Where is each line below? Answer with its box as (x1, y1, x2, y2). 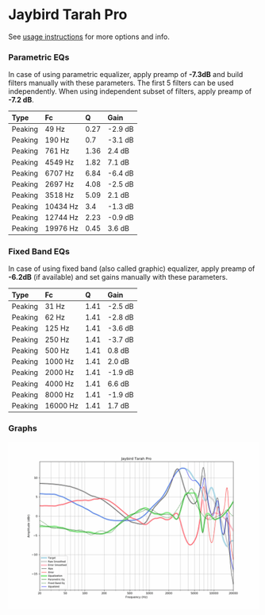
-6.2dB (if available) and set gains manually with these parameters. (8, 273, 229, 282)
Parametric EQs (8, 52, 70, 63)
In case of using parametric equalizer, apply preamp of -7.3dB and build (8, 70, 244, 79)
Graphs (8, 423, 37, 434)
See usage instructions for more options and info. (8, 32, 171, 41)
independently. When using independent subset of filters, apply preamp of (8, 87, 252, 96)
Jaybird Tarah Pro (8, 6, 128, 24)
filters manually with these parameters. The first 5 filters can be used (8, 78, 234, 88)
